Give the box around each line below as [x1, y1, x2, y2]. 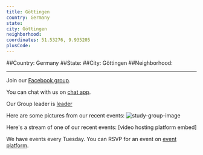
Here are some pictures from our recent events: [6, 111, 125, 119]
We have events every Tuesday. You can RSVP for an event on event [6, 135, 177, 142]
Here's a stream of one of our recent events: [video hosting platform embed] [6, 124, 197, 131]
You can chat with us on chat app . [6, 88, 91, 96]
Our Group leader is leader [6, 100, 72, 107]
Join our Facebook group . [6, 76, 71, 84]
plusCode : [6, 43, 31, 49]
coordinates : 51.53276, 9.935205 [6, 37, 91, 43]
